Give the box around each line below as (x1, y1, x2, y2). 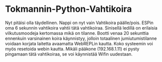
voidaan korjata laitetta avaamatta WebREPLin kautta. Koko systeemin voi (5, 40, 153, 46)
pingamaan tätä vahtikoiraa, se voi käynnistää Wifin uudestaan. (5, 51, 133, 57)
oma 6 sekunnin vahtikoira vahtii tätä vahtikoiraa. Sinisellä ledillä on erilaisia (5, 25, 158, 31)
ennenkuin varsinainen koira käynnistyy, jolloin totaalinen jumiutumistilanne (5, 35, 157, 41)
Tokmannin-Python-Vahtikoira (5, 3, 132, 15)
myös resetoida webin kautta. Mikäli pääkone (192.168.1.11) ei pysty (5, 46, 140, 52)
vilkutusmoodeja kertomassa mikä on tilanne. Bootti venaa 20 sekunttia (5, 30, 149, 36)
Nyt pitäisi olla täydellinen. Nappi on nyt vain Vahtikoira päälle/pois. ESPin (5, 20, 154, 26)
